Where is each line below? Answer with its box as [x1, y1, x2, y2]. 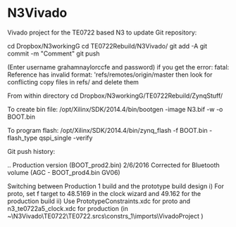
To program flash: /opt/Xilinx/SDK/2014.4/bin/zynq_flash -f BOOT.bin [7, 126, 208, 134]
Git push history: [7, 147, 56, 155]
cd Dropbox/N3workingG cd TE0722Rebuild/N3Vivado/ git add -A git [7, 41, 208, 50]
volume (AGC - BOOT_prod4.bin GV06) [7, 168, 121, 176]
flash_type [7, 134, 37, 142]
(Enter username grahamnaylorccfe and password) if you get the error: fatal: [7, 63, 230, 71]
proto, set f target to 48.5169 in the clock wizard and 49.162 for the [7, 189, 201, 197]
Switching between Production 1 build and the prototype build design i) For [7, 181, 224, 190]
